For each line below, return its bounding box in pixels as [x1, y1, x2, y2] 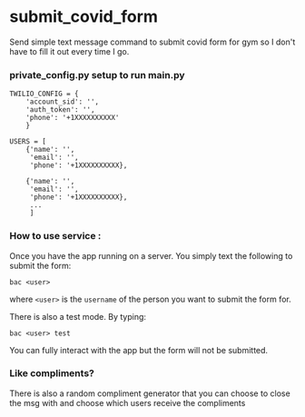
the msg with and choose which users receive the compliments [9, 397, 246, 408]
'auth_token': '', [25, 105, 95, 114]
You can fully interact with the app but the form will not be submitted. [9, 344, 269, 355]
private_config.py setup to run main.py [9, 68, 185, 81]
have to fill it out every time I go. [9, 45, 130, 56]
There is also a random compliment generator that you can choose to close [9, 388, 290, 399]
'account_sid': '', [25, 97, 100, 106]
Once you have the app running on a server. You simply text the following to [9, 250, 293, 261]
